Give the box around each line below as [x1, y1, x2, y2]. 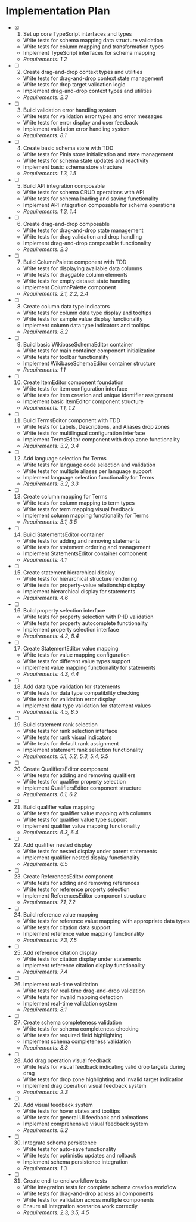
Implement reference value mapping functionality [23, 930, 144, 937]
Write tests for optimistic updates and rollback [23, 1152, 136, 1159]
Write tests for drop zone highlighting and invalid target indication [23, 1075, 184, 1083]
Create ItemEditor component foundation [23, 379, 124, 386]
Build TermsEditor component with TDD [23, 416, 120, 424]
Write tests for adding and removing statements [23, 537, 141, 544]
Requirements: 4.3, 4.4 [23, 670, 79, 677]
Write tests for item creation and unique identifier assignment [23, 391, 174, 398]
